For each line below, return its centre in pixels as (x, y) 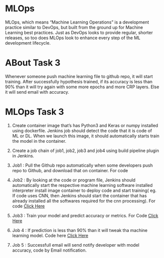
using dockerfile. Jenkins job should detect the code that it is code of (82, 130)
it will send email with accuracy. (37, 92)
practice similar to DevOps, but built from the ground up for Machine (74, 27)
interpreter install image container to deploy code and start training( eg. (84, 190)
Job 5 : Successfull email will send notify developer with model (76, 245)
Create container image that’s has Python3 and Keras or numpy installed (85, 125)
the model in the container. (39, 141)
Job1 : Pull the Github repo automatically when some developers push (82, 165)
